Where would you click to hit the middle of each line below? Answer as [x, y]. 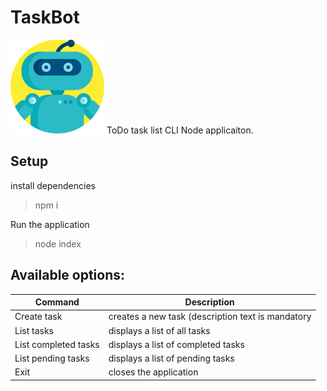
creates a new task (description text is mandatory [210, 317]
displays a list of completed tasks [176, 344]
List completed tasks [57, 344]
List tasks [34, 330]
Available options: [68, 275]
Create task [38, 317]
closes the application [153, 372]
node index [58, 243]
